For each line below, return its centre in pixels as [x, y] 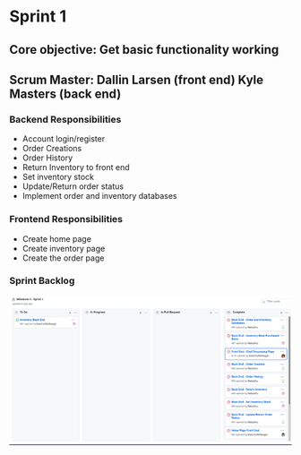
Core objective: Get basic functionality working [144, 50]
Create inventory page [64, 248]
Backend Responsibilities [65, 119]
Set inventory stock [58, 177]
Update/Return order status [73, 186]
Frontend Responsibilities [66, 219]
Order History [47, 158]
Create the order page [63, 258]
